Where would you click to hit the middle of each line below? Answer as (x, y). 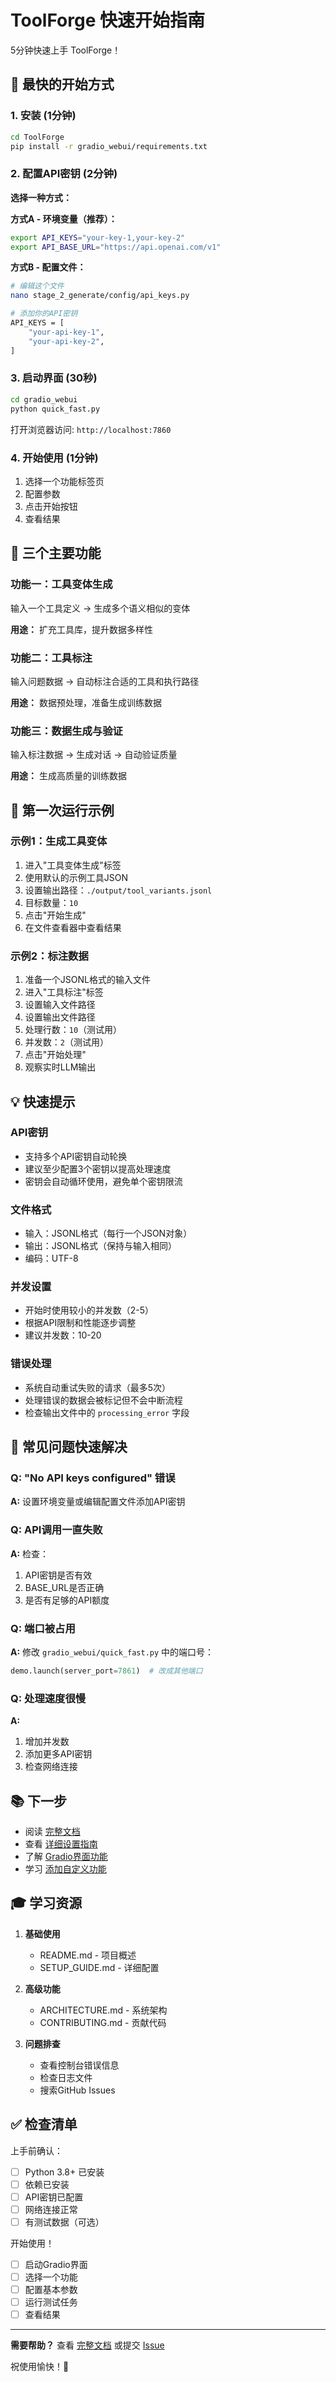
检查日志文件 (66, 2077)
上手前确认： (36, 2150)
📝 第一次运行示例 (62, 810)
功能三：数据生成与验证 (66, 731)
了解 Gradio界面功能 (66, 1856)
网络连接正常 (51, 2209)
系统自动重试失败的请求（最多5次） (98, 1387)
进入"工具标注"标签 (64, 992)
